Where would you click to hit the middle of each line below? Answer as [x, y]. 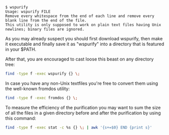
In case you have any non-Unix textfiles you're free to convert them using [82, 83]
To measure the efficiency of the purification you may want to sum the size [83, 107]
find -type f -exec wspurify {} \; [43, 74]
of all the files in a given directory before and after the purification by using [83, 113]
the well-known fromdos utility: [38, 89]
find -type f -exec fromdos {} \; [42, 98]
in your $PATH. [21, 49]
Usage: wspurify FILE [28, 12]
